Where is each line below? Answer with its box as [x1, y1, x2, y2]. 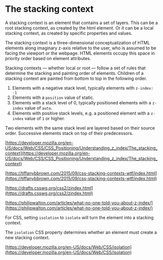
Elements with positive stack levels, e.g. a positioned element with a [12, 110, 150, 116]
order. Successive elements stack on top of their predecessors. [5, 130, 134, 136]
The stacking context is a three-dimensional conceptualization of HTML [5, 39, 150, 45]
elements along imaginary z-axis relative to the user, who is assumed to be [5, 45, 157, 51]
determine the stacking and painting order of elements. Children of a [5, 70, 144, 76]
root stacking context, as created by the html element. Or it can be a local [5, 25, 154, 31]
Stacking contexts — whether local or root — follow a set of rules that [5, 65, 146, 71]
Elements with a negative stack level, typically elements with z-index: [12, 85, 154, 91]
